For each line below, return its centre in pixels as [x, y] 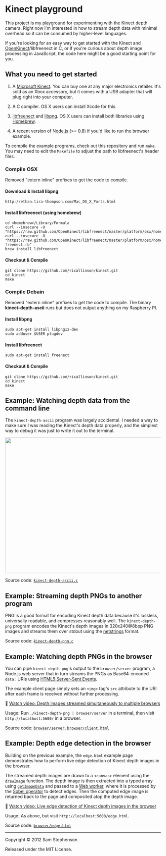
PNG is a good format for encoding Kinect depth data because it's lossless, [82, 616]
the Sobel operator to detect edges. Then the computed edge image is [77, 791]
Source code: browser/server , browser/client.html [57, 728]
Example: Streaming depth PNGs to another [74, 596]
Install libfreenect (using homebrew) [43, 213]
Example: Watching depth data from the [68, 401]
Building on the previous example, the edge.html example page [69, 755]
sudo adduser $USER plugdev [34, 334]
